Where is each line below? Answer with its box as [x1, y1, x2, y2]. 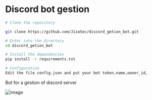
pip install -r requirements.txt [5, 57, 76, 62]
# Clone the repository [5, 20, 56, 25]
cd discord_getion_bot [5, 43, 53, 48]
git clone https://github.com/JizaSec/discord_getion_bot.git [5, 29, 139, 34]
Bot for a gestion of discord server [5, 79, 77, 85]
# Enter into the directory [5, 38, 65, 43]
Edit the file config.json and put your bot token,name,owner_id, [5, 70, 148, 76]
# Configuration [5, 66, 39, 71]
